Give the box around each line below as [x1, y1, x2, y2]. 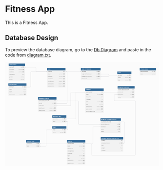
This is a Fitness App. [5, 20, 48, 25]
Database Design [5, 34, 59, 42]
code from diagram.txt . [5, 52, 51, 58]
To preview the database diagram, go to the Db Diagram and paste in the [5, 46, 151, 52]
